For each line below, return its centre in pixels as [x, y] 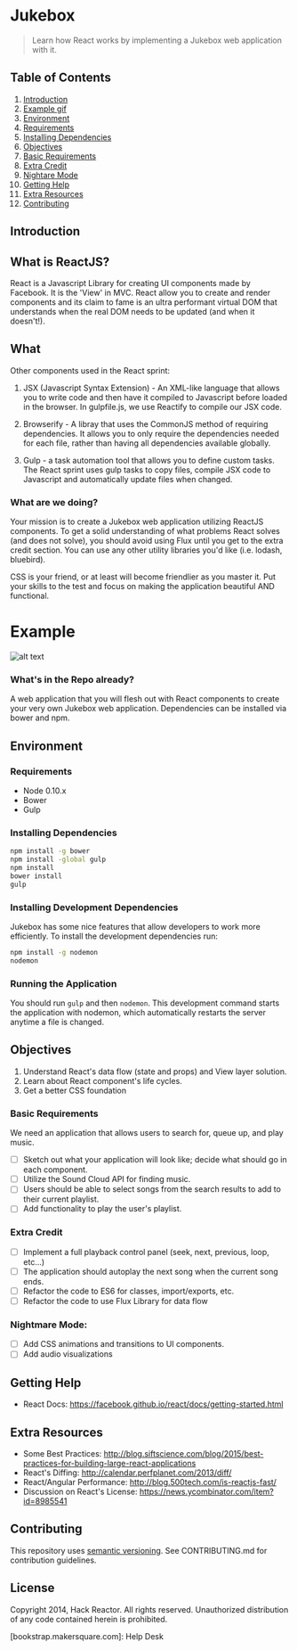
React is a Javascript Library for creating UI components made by [131, 283]
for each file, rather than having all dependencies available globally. [147, 443]
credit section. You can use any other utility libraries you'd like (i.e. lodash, [146, 550]
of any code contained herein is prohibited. [89, 1619]
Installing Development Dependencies [94, 907]
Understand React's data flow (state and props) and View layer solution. [155, 1071]
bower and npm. [40, 718]
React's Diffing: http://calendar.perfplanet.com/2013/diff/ [127, 1473]
